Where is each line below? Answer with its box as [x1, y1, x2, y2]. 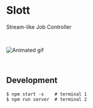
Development [6, 75, 58, 85]
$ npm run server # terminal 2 [6, 96, 87, 102]
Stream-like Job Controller [6, 23, 72, 30]
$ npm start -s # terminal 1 [6, 91, 87, 97]
